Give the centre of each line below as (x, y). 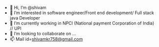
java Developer (25, 18)
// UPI (15, 28)
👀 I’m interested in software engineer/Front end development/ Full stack (82, 13)
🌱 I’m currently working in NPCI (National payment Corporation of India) (82, 23)
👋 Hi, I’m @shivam (28, 8)
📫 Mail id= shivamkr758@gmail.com (46, 39)
